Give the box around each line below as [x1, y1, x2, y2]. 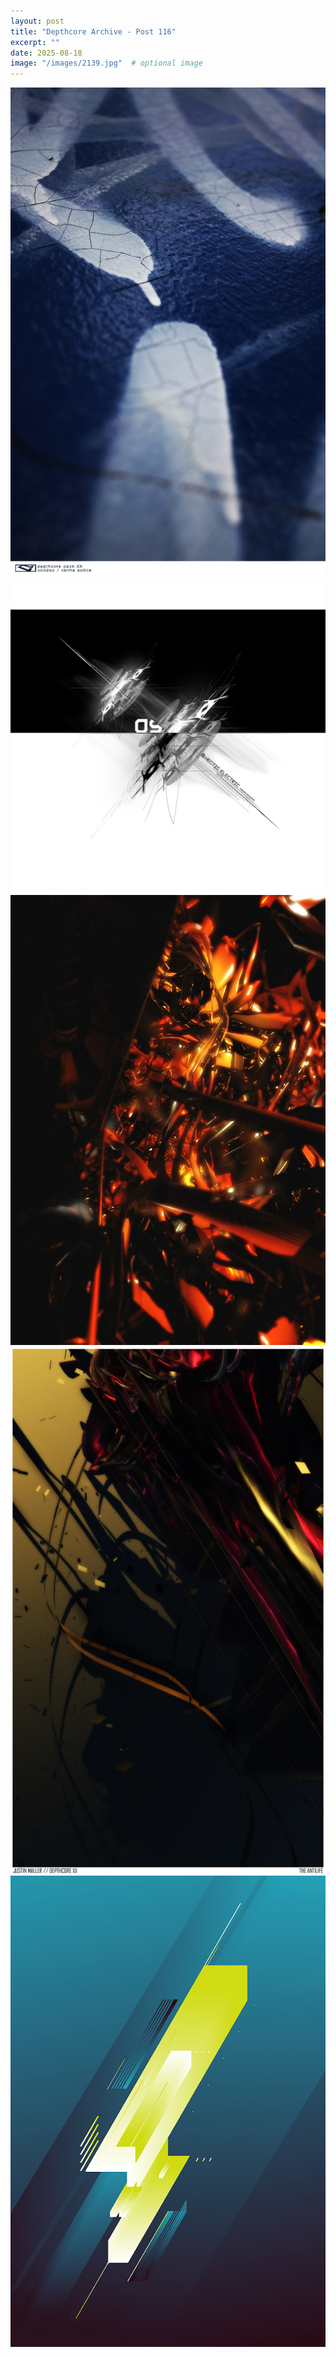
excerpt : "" [10, 37, 60, 47]
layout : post [10, 16, 65, 26]
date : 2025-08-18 [10, 48, 83, 58]
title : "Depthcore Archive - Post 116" [10, 26, 177, 37]
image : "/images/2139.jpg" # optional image [10, 58, 203, 69]
